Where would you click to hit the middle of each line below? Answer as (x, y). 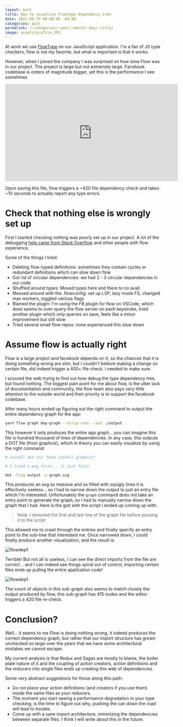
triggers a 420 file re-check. (34, 599)
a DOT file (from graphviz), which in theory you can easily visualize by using (83, 443)
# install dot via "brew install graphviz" (51, 457)
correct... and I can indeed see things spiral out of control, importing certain (82, 565)
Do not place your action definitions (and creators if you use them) (80, 688)
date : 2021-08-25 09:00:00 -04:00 (41, 19)
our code (21, 283)
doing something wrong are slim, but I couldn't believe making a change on (81, 363)
